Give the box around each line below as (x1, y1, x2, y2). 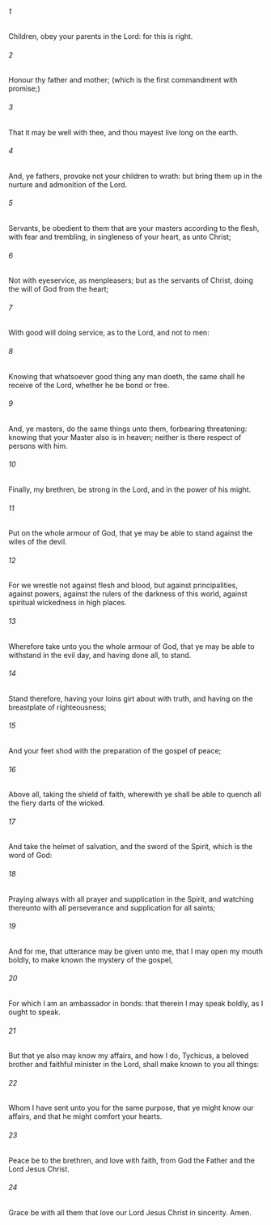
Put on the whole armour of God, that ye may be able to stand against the (8, 528, 253, 538)
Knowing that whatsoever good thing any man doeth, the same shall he (8, 371, 245, 381)
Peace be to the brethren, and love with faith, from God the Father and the (8, 1155, 255, 1165)
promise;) (8, 83, 40, 93)
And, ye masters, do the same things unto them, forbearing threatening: (8, 424, 248, 433)
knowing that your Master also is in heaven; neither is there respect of (8, 432, 242, 442)
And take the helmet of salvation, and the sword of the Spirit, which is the (8, 842, 253, 852)
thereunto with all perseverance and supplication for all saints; (8, 903, 216, 912)
